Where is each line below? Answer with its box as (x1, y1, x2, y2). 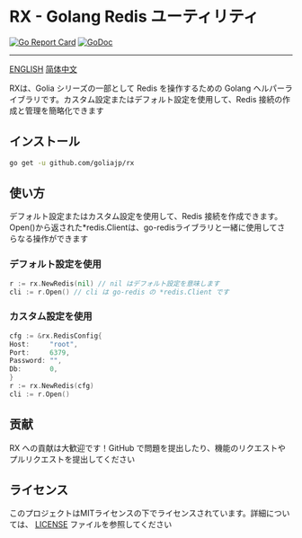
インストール (9, 134, 81, 149)
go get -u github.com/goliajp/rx (9, 158, 135, 167)
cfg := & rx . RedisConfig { (9, 331, 102, 340)
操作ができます (32, 234, 88, 244)
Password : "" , (9, 357, 63, 366)
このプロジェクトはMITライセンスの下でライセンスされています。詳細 (9, 507, 267, 519)
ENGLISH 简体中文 (9, 63, 78, 75)
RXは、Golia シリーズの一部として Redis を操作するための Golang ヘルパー (9, 83, 285, 93)
